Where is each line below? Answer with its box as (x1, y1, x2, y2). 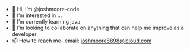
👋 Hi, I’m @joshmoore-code (11, 6, 80, 12)
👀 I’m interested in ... (11, 12, 62, 19)
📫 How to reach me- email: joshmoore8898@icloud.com (11, 37, 152, 44)
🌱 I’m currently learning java (11, 18, 81, 25)
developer (11, 31, 37, 38)
